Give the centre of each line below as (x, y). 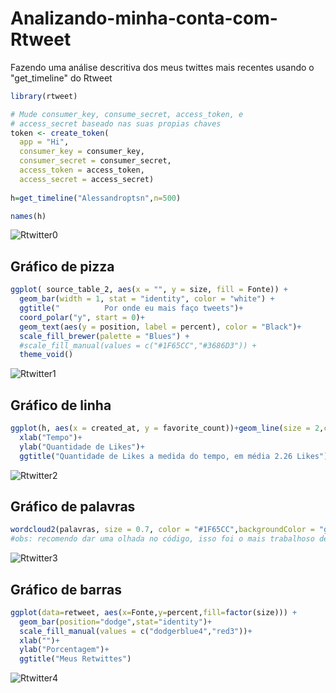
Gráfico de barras (66, 589)
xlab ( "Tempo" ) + (51, 437)
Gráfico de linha (61, 405)
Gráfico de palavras (73, 506)
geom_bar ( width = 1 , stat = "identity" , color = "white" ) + (147, 299)
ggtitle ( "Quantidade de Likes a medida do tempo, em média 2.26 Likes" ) (174, 456)
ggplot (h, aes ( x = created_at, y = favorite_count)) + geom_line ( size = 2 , (167, 428)
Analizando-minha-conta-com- (144, 18)
